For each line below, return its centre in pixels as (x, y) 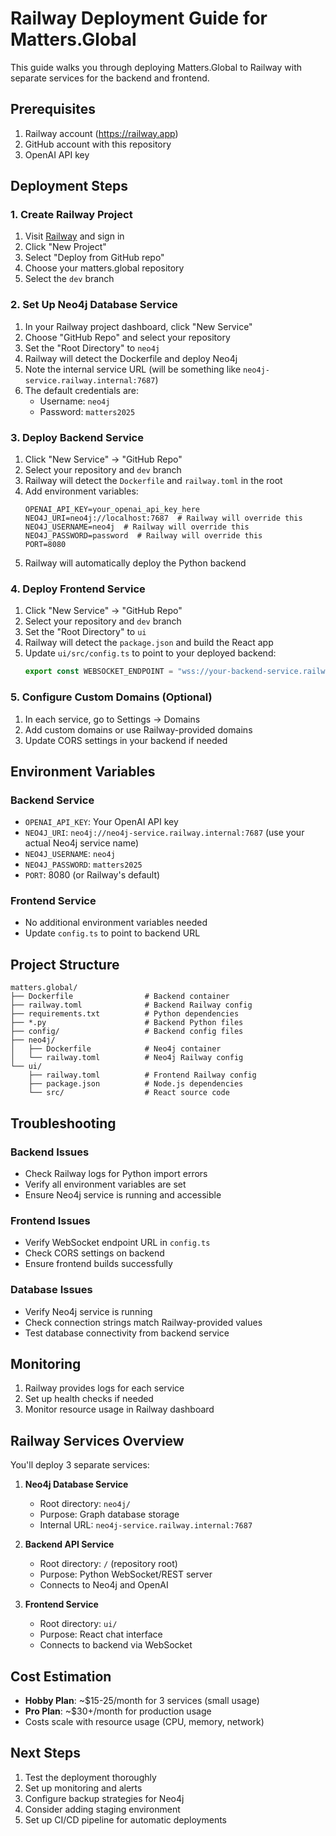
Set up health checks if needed (89, 1399)
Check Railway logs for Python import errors (116, 1173)
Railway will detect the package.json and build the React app (149, 643)
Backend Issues (50, 1152)
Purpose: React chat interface (101, 1634)
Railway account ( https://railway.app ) (101, 133)
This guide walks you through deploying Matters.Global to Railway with (156, 67)
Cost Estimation (61, 1676)
